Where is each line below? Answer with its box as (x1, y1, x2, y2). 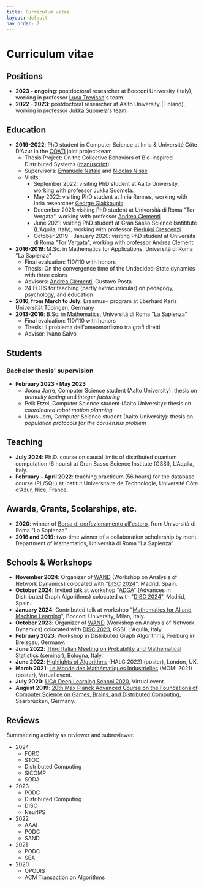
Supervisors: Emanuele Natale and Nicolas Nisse (24, 167, 148, 175)
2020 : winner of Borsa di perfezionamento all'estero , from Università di (15, 520, 196, 528)
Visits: (24, 174, 40, 181)
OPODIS (24, 867, 45, 875)
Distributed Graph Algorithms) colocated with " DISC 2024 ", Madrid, (15, 593, 186, 601)
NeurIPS (24, 808, 46, 816)
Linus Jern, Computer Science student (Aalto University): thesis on (24, 412, 194, 420)
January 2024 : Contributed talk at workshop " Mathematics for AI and (15, 606, 192, 613)
